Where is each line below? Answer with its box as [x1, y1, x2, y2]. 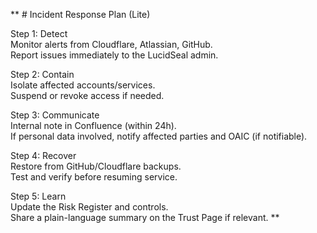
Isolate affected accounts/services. [10, 79, 156, 91]
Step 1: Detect [10, 28, 68, 39]
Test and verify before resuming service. [10, 171, 178, 183]
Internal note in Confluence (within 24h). [10, 120, 177, 131]
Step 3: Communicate [10, 109, 100, 121]
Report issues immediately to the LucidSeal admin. [10, 49, 219, 61]
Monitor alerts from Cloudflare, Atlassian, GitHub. [10, 39, 213, 50]
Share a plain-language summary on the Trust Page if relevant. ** [10, 212, 280, 223]
